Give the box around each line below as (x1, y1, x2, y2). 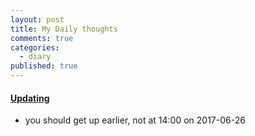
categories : (10, 42, 60, 53)
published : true (10, 61, 78, 71)
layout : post (10, 14, 65, 25)
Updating (10, 92, 50, 104)
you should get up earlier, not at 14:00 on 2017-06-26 (24, 114, 246, 126)
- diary (19, 52, 52, 62)
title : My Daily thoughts (10, 24, 118, 34)
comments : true (10, 33, 74, 43)
